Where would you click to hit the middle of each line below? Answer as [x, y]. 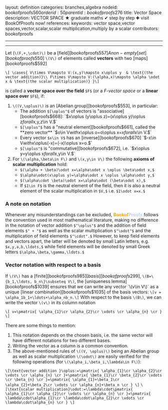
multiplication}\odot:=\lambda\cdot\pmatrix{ [85, 389]
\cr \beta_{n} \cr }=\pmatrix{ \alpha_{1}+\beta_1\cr [62, 379]
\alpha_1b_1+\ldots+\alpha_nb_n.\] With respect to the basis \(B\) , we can [83, 297]
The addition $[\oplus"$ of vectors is [58, 111]
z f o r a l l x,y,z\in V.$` [38, 122]
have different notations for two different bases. [61, 340]
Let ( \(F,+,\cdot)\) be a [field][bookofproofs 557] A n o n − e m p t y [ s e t [75, 53]
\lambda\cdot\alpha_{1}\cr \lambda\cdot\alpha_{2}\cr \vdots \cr [74, 398]
